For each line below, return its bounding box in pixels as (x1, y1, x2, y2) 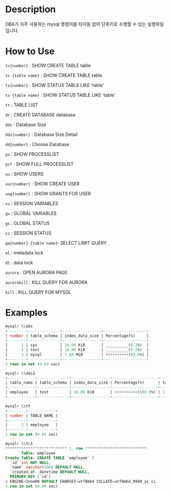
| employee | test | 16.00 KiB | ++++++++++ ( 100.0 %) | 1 (5, 390, 165, 395)
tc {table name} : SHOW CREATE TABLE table (5, 72, 103, 78)
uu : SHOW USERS (5, 170, 44, 177)
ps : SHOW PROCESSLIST (5, 151, 60, 157)
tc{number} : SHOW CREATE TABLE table (5, 62, 91, 68)
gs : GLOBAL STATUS (5, 220, 50, 226)
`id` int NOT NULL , (10, 460, 51, 465)
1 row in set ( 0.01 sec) (5, 432, 58, 437)
